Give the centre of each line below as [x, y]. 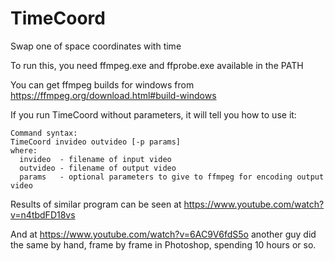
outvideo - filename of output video [98, 168]
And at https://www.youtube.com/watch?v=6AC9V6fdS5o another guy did [163, 234]
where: [24, 150]
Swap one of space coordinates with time [96, 46]
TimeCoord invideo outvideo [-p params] [96, 142]
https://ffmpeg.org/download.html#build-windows [113, 95]
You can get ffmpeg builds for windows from [102, 84]
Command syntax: [44, 133]
